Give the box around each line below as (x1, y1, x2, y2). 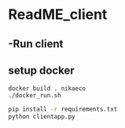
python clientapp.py (8, 113, 76, 121)
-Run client (8, 37, 64, 51)
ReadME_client (8, 6, 108, 24)
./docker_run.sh (8, 92, 61, 100)
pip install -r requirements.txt (8, 105, 118, 114)
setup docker (8, 63, 75, 77)
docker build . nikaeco (8, 85, 86, 92)
